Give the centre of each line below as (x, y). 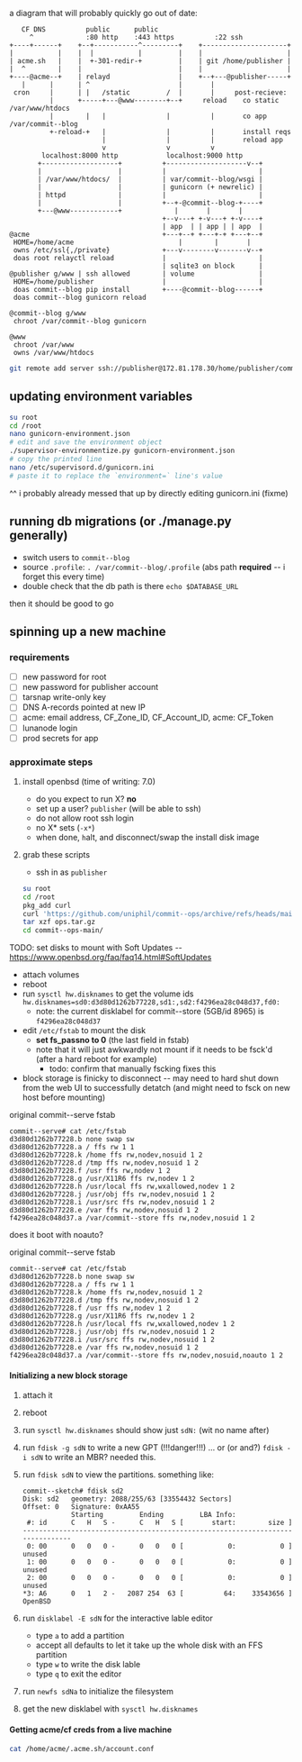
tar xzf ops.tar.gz (59, 922)
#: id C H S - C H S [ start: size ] (160, 1523)
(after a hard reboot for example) (96, 1059)
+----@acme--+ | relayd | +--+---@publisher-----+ (151, 77)
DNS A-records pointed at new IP (84, 707)
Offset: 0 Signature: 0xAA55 (81, 1507)
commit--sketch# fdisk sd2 (73, 1491)
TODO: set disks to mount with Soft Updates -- (96, 948)
